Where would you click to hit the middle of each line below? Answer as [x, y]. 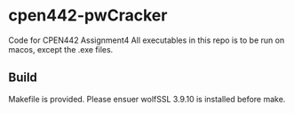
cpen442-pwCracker [88, 16]
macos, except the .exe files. [61, 49]
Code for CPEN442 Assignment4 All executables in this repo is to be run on [147, 40]
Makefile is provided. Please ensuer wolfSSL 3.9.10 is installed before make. [147, 99]
